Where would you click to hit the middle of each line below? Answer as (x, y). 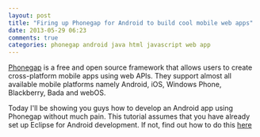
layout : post (30, 15)
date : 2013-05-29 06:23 (48, 30)
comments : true (33, 38)
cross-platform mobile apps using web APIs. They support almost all (120, 76)
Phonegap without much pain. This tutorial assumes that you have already (129, 116)
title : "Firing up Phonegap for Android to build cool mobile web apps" (131, 23)
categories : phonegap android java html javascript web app (110, 45)
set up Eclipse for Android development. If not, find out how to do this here (130, 125)
